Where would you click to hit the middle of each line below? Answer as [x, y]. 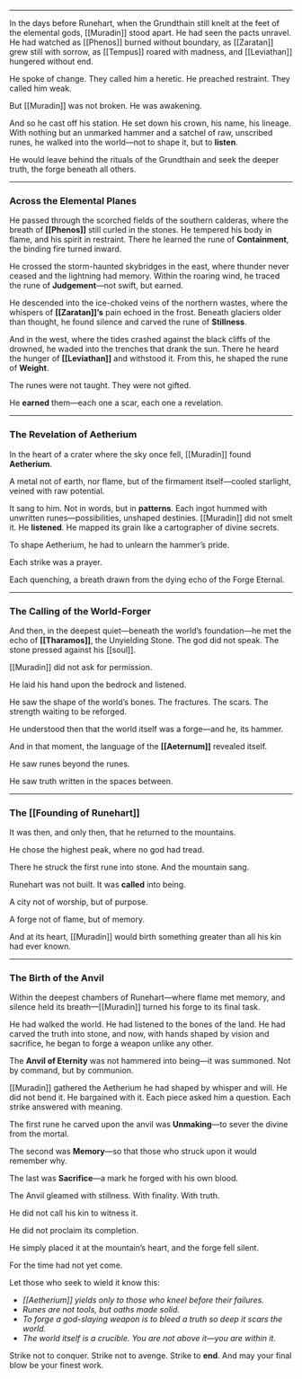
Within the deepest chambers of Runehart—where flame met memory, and [147, 997]
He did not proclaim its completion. [74, 1231]
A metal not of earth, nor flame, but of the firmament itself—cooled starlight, [151, 481]
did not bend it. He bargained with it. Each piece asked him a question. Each [150, 1098]
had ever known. [40, 946]
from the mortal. [39, 1134]
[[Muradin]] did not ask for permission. [81, 667]
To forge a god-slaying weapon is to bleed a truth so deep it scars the [152, 1319]
